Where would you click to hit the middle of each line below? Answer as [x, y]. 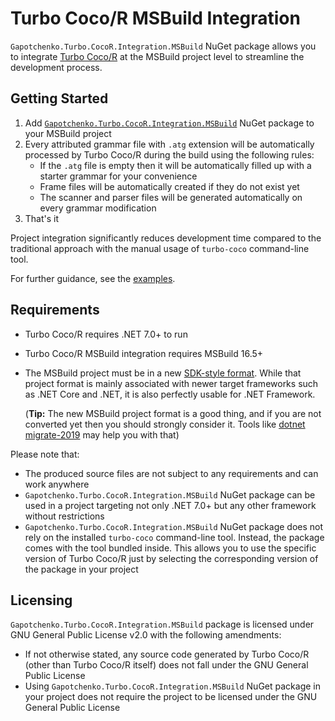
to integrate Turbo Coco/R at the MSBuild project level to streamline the [157, 56]
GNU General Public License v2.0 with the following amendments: [146, 635]
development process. [56, 67]
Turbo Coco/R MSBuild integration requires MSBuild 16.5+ [144, 353]
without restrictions [64, 516]
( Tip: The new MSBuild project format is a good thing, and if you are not [173, 413]
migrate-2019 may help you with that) [102, 434]
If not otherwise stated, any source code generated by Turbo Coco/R [167, 654]
